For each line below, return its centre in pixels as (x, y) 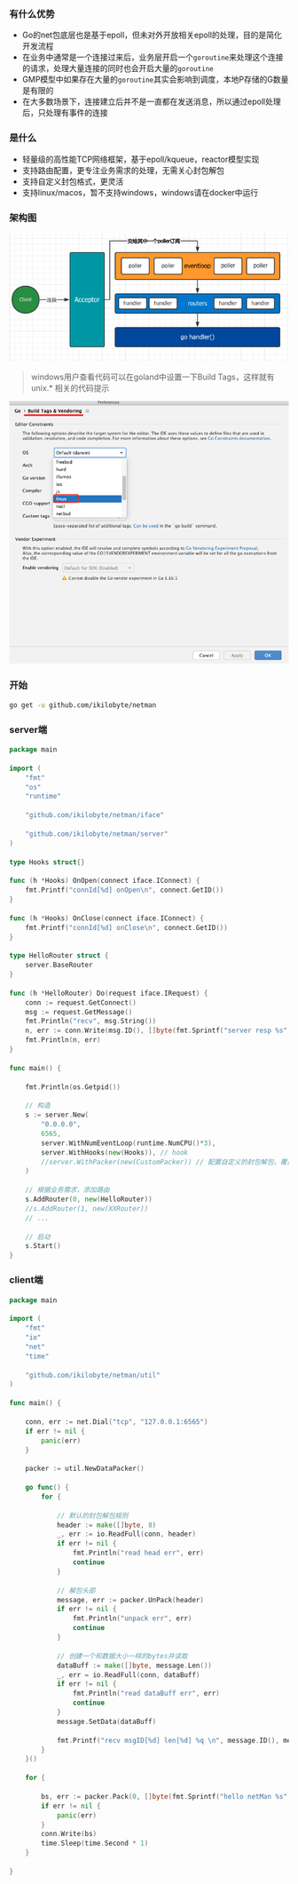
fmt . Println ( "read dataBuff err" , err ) (146, 1694)
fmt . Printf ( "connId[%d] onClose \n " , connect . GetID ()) (126, 927)
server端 (28, 729)
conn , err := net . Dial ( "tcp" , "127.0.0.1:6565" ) (117, 1422)
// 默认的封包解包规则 (92, 1515)
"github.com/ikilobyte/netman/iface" (95, 815)
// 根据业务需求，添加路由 (67, 1190)
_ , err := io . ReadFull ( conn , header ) (126, 1534)
